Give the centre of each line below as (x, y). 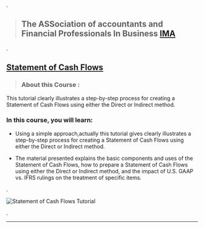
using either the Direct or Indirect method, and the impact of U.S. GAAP (104, 171)
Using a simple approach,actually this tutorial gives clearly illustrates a (103, 133)
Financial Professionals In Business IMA (98, 34)
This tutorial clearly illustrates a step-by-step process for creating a (90, 98)
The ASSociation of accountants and (92, 24)
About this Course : (50, 85)
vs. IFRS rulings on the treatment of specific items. (78, 178)
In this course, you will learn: (49, 120)
